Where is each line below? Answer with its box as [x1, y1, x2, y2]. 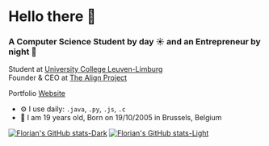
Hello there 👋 [8, 7, 97, 26]
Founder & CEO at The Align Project [8, 73, 128, 83]
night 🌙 [8, 46, 37, 57]
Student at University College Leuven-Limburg [8, 65, 163, 74]
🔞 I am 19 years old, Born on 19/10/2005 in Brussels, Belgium [19, 113, 222, 123]
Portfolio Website [8, 89, 66, 98]
